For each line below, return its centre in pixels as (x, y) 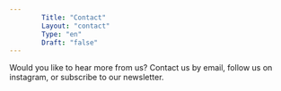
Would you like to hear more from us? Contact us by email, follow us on (141, 68)
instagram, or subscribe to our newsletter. (87, 78)
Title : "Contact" (74, 17)
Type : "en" (62, 34)
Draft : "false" (70, 42)
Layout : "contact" (76, 26)
